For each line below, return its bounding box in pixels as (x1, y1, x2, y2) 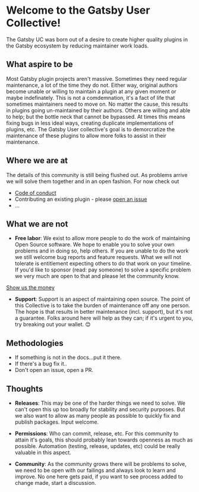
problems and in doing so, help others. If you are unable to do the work (14, 247, 189, 254)
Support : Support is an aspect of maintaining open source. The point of (14, 295, 191, 303)
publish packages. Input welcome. (14, 418, 99, 425)
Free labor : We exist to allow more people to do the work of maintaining (14, 235, 191, 242)
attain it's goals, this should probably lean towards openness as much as (14, 436, 193, 443)
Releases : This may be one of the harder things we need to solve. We (14, 399, 186, 406)
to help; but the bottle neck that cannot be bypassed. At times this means (6, 113, 186, 120)
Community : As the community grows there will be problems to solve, (14, 461, 187, 467)
